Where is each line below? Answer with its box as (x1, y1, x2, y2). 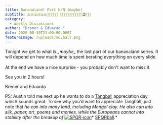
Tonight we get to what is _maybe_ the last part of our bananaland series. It (5, 48, 159, 55)
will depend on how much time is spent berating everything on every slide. (5, 54, 157, 60)
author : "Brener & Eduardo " (5, 26, 65, 31)
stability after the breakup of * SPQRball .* (5, 114, 118, 120)
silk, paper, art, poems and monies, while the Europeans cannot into (5, 109, 144, 115)
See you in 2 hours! (5, 74, 45, 80)
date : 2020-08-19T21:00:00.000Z (5, 30, 72, 35)
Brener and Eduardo (5, 83, 46, 89)
